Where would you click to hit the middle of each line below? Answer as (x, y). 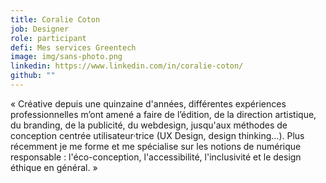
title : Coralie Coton (55, 19)
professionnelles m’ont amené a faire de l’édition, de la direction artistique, (163, 114)
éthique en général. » (54, 167)
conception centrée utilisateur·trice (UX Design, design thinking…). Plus (157, 135)
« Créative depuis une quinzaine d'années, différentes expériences (148, 103)
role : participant (48, 38)
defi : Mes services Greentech (73, 47)
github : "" (33, 76)
